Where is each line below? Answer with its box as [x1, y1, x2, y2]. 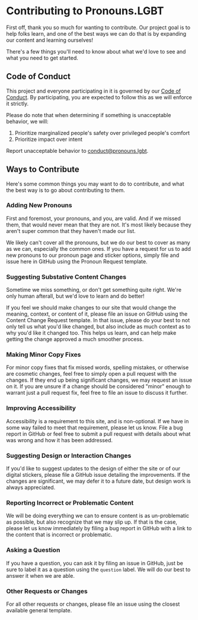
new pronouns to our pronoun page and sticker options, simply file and [6, 251, 180, 259]
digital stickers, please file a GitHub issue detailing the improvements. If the [6, 471, 190, 479]
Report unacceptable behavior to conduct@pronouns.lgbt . [6, 147, 149, 154]
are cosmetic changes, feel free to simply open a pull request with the [6, 370, 177, 377]
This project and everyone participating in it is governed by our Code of [6, 87, 181, 95]
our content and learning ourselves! [6, 36, 94, 43]
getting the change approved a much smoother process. [6, 336, 144, 343]
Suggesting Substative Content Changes [6, 272, 126, 281]
